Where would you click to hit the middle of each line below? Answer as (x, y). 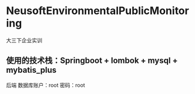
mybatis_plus (31, 70)
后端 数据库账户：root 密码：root (46, 85)
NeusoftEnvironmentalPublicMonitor (97, 11)
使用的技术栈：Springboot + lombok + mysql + (92, 61)
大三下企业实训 (24, 40)
